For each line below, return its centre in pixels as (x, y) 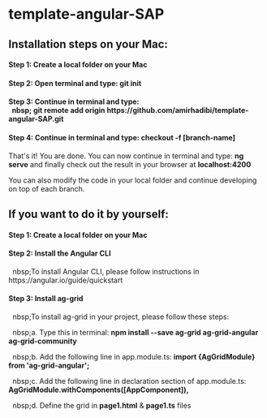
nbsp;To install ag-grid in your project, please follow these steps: (121, 317)
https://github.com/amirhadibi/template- (178, 110)
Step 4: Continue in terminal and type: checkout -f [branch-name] (122, 137)
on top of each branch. (47, 188)
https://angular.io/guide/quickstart (66, 280)
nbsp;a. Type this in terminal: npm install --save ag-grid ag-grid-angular (135, 332)
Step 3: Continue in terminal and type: (74, 101)
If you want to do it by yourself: (88, 214)
